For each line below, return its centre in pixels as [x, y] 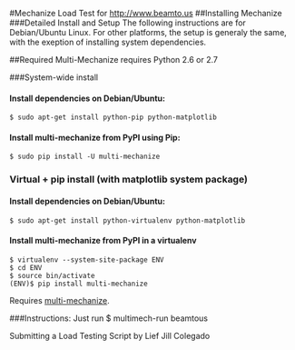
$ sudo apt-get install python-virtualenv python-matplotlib [128, 220]
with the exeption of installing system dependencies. [108, 42]
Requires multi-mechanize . [60, 300]
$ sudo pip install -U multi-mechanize [85, 157]
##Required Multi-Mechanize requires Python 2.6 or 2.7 [113, 60]
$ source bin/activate [52, 275]
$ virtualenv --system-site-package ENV [87, 260]
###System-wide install [54, 77]
